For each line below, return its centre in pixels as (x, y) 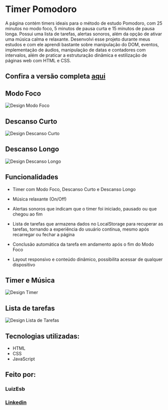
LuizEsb (15, 389)
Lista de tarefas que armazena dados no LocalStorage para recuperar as (88, 224)
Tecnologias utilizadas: (42, 336)
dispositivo (24, 264)
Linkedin (16, 402)
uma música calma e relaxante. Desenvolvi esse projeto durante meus (78, 39)
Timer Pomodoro (41, 9)
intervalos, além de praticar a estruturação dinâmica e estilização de (76, 55)
